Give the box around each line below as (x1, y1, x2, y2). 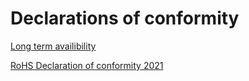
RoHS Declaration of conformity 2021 (10, 59, 164, 71)
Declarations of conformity (10, 7, 240, 30)
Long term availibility (10, 40, 97, 52)
